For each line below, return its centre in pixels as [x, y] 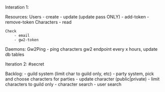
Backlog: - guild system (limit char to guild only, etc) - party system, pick [80, 74]
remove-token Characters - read [39, 22]
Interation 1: [17, 7]
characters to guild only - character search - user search [63, 84]
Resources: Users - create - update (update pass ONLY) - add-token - [77, 17]
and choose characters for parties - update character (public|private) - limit [82, 79]
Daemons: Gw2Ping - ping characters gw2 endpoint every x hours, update [82, 49]
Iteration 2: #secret [25, 64]
